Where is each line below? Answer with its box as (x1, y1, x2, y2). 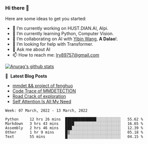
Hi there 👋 (5, 4, 30, 11)
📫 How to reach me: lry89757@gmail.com (12, 52, 99, 58)
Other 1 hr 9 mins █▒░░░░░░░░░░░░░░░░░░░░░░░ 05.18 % (5, 130, 143, 135)
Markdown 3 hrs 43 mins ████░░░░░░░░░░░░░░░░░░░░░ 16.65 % (5, 121, 143, 126)
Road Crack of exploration (12, 93, 66, 99)
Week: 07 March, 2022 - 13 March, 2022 (5, 108, 88, 113)
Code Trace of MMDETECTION (12, 88, 76, 94)
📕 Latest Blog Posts (5, 73, 47, 79)
